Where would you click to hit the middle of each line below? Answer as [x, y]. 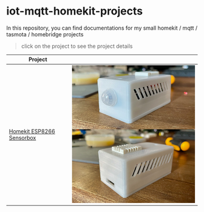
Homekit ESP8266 [32, 131]
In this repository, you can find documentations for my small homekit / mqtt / [102, 28]
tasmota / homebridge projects [45, 34]
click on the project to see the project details [77, 46]
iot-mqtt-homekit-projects [75, 11]
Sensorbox [22, 138]
